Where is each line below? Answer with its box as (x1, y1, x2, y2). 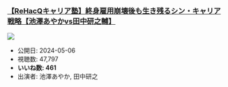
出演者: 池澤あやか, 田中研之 (17, 72, 98, 81)
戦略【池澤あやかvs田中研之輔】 (7, 16, 116, 26)
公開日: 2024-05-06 (17, 46, 76, 55)
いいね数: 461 (17, 64, 57, 72)
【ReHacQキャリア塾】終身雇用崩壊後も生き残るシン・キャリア (7, 6, 221, 15)
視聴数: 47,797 (17, 55, 59, 64)
